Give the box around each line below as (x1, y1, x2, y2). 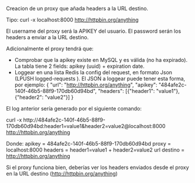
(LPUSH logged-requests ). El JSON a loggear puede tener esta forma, (14, 75, 186, 82)
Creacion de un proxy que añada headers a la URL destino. (6, 5, 148, 12)
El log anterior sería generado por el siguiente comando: (6, 105, 142, 112)
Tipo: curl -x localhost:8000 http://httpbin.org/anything (6, 16, 139, 23)
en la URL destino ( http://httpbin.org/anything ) (6, 170, 118, 177)
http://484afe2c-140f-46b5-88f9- (23, 116, 105, 123)
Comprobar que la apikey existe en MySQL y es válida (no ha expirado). (14, 57, 188, 63)
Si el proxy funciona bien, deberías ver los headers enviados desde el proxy (6, 164, 189, 171)
